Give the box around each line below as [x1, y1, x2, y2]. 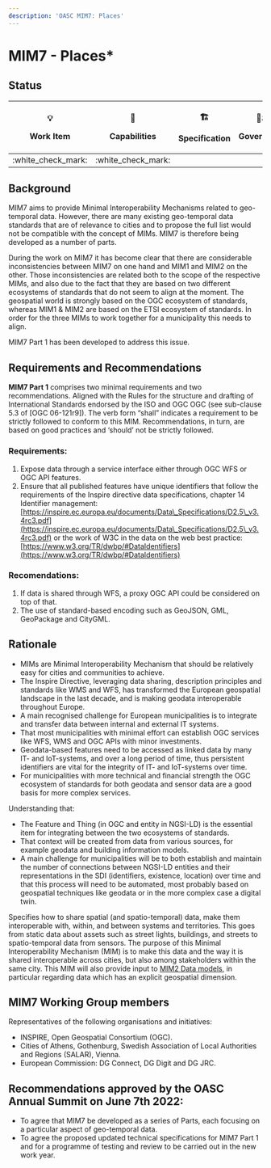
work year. [19, 1150, 56, 1160]
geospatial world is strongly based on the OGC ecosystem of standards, [8, 296, 248, 306]
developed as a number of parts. [8, 238, 117, 247]
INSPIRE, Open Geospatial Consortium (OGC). [19, 1032, 173, 1043]
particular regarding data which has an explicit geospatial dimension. [8, 972, 238, 982]
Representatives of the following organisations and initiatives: [8, 1017, 212, 1027]
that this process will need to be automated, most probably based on [19, 879, 249, 889]
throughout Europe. [19, 702, 85, 711]
